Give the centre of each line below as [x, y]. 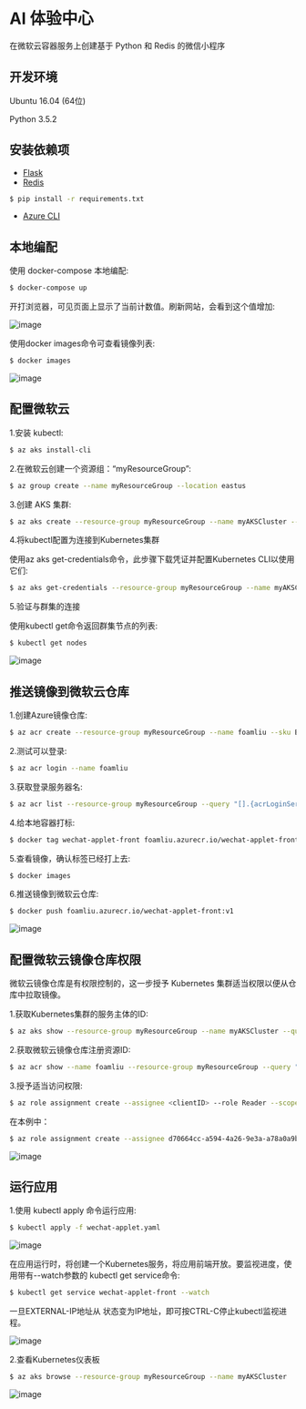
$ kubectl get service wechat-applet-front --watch [109, 1293]
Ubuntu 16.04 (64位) [48, 100]
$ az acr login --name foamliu [69, 768]
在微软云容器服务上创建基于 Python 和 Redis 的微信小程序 [117, 46]
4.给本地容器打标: [42, 822]
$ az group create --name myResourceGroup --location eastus [128, 485]
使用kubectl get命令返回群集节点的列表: [83, 626]
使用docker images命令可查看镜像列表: [82, 343]
